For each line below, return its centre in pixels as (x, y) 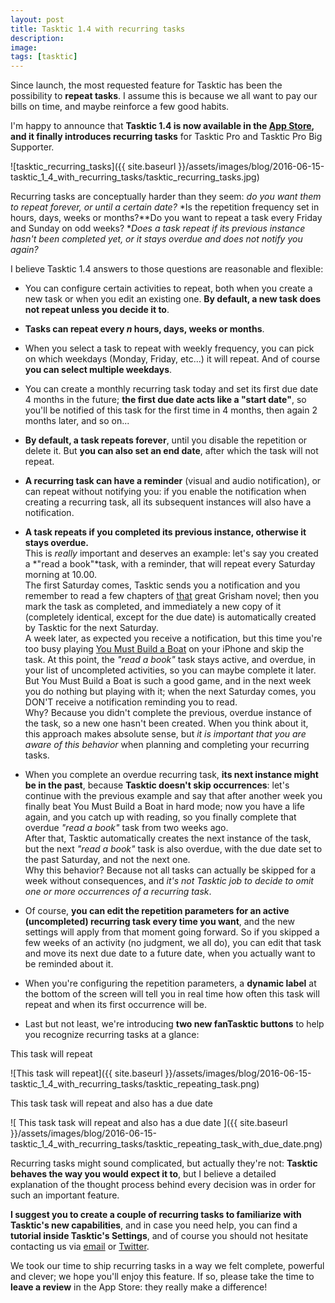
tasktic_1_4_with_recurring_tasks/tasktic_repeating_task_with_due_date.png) (166, 1144)
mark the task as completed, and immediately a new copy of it (153, 607)
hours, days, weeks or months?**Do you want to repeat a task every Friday (166, 218)
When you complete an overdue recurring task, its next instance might (171, 775)
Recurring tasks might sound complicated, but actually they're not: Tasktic (164, 1163)
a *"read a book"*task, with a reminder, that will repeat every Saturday (170, 564)
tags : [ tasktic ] (44, 57)
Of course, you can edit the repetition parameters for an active (157, 911)
